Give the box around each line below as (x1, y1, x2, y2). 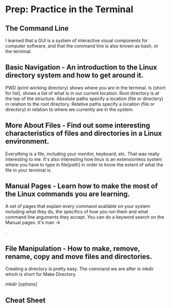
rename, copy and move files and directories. (5, 252, 152, 261)
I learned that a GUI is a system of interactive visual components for (5, 37, 148, 43)
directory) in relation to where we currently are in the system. (5, 106, 134, 112)
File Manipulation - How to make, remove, (5, 244, 140, 253)
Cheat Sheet (5, 296, 46, 304)
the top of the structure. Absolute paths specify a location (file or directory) (5, 96, 164, 102)
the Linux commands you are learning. (5, 190, 130, 199)
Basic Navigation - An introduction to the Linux (5, 63, 157, 72)
